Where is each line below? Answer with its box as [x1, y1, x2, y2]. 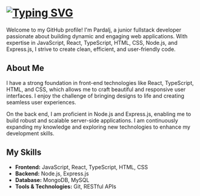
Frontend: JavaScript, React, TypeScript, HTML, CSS [15, 163, 148, 171]
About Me [6, 63, 44, 73]
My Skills [6, 147, 42, 158]
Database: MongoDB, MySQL [15, 176, 90, 183]
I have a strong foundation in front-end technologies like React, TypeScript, [6, 79, 194, 86]
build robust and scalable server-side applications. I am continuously [6, 117, 179, 124]
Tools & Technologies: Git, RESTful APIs [15, 183, 116, 190]
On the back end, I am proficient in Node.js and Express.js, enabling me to [6, 110, 192, 118]
